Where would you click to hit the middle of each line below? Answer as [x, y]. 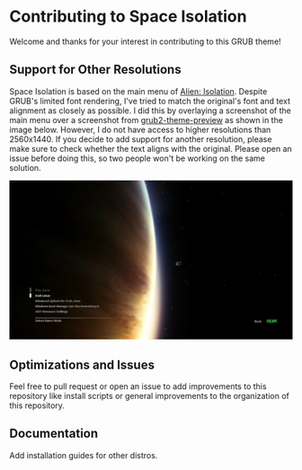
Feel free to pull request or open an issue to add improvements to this [138, 386]
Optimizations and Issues [82, 364]
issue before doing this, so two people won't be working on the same [138, 158]
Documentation [54, 434]
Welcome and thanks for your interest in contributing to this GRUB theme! [145, 41]
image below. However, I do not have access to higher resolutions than [140, 129]
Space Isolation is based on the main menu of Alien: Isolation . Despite [138, 91]
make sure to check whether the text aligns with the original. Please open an [151, 148]
